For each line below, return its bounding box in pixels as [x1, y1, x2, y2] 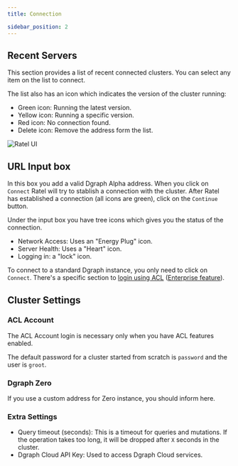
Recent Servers [7, 49, 77, 61]
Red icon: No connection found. [17, 119, 112, 127]
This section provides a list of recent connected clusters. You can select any [7, 68, 231, 77]
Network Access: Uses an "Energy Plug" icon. [17, 237, 153, 246]
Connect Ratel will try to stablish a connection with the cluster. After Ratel [7, 187, 220, 195]
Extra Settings [7, 412, 58, 422]
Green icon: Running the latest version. [17, 104, 132, 112]
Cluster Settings [7, 294, 81, 306]
